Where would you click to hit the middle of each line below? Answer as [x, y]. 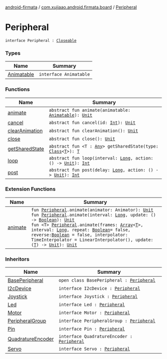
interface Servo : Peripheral [94, 349]
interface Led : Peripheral [92, 305]
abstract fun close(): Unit [82, 139]
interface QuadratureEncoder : [96, 337]
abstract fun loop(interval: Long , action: [101, 158]
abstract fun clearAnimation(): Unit [93, 131]
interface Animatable [65, 75]
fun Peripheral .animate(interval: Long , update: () [93, 215]
